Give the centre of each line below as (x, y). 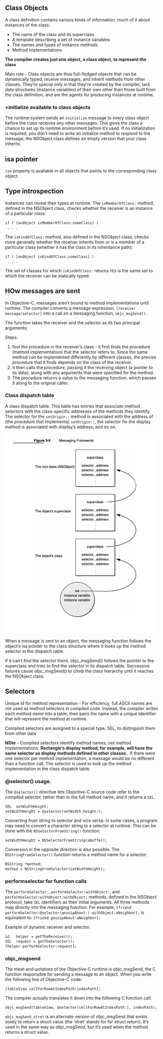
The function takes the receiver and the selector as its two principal (73, 322)
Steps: (11, 337)
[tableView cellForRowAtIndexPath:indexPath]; (53, 989)
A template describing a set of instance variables (61, 39)
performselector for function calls (46, 881)
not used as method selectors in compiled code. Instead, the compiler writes (81, 708)
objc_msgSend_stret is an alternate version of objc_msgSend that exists (76, 1017)
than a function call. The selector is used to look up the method (68, 763)
